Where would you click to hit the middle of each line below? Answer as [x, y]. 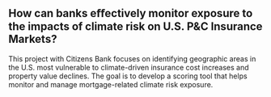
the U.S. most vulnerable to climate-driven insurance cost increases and [129, 67]
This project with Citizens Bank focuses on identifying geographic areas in [132, 58]
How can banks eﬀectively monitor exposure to [131, 13]
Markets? [33, 39]
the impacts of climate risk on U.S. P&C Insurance [135, 27]
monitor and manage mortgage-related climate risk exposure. [111, 84]
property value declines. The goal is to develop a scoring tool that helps [128, 76]
